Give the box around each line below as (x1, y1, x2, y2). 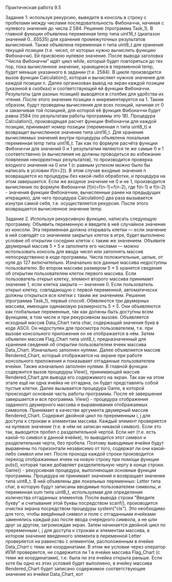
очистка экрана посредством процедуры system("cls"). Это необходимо (5, 505, 165, 512)
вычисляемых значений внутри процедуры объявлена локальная (5, 135, 150, 140)
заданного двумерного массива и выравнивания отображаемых (5, 401, 148, 408)
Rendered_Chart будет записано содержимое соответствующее (5, 566, 146, 572)
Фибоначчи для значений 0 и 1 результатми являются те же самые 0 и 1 (5, 146, 164, 151)
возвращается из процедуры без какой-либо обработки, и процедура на (5, 173, 166, 179)
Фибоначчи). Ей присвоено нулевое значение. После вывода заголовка (5, 52, 163, 59)
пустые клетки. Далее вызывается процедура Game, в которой (5, 385, 145, 391)
